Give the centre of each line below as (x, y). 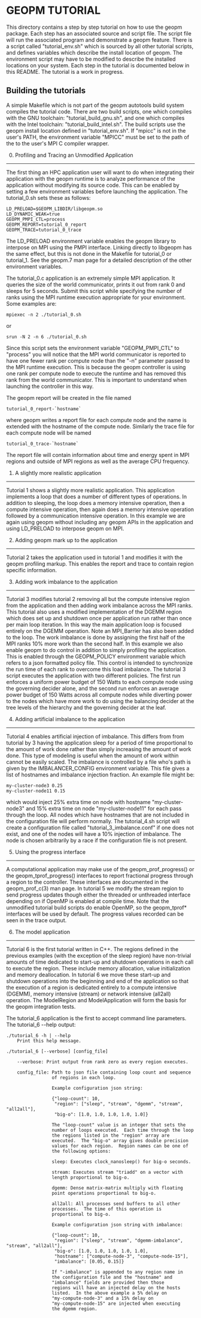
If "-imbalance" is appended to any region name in (118, 1272)
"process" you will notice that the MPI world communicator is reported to (96, 354)
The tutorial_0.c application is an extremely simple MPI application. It (91, 278)
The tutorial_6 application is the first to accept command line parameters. (96, 1018)
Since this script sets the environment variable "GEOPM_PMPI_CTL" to (93, 348)
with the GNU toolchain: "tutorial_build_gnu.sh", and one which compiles (95, 118)
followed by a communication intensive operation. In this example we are (96, 515)
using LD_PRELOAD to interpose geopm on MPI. (65, 528)
